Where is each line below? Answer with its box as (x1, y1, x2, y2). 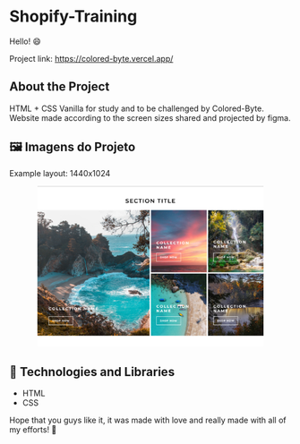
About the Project (9, 79, 110, 95)
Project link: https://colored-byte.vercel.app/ (9, 53, 174, 64)
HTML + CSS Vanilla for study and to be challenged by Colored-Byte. (9, 103, 264, 114)
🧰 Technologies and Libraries (9, 364, 176, 380)
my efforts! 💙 (9, 424, 57, 435)
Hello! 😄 (9, 36, 42, 47)
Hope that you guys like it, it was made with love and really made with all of (9, 414, 287, 426)
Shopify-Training (9, 6, 138, 27)
